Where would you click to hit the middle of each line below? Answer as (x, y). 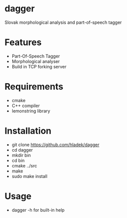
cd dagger (22, 150)
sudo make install (30, 176)
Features (23, 42)
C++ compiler (26, 106)
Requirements (34, 87)
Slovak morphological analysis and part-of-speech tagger (63, 22)
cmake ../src (24, 165)
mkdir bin (21, 155)
